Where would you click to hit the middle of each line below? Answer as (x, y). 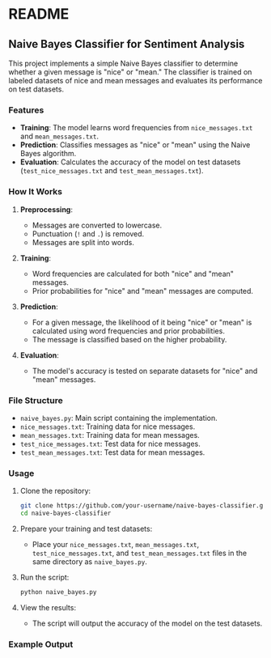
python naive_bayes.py (58, 592)
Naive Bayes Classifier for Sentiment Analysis (127, 44)
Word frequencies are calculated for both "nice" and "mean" (133, 274)
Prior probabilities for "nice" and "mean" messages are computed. (142, 291)
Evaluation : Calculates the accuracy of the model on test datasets (130, 162)
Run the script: (44, 577)
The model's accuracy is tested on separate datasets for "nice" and (145, 371)
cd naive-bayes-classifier (66, 514)
